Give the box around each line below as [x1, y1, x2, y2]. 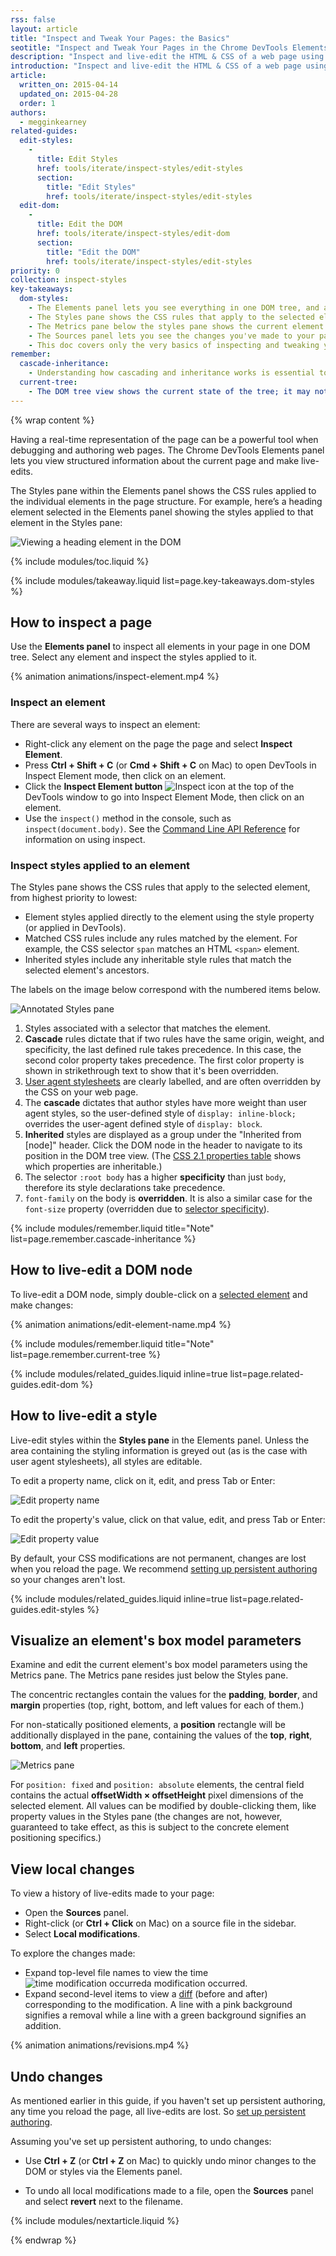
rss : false [10, 14, 56, 25]
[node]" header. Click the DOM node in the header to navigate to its [24, 1139, 303, 1151]
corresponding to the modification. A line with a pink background [24, 1999, 293, 2011]
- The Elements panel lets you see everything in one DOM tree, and [28, 303, 320, 313]
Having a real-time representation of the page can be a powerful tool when [10, 433, 319, 445]
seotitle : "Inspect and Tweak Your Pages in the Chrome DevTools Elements [10, 42, 329, 53]
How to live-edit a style [10, 1407, 158, 1425]
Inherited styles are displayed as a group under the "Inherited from [24, 1129, 302, 1141]
